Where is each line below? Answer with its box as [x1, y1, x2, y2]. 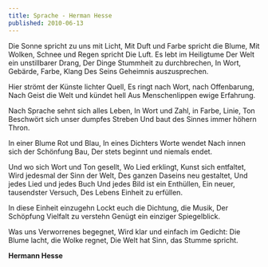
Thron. [8, 123, 30, 132]
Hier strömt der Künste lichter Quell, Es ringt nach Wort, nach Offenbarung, [8, 81, 255, 92]
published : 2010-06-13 [8, 19, 84, 27]
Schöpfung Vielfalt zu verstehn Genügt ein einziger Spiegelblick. [8, 211, 221, 221]
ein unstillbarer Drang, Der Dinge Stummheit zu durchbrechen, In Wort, [8, 57, 242, 68]
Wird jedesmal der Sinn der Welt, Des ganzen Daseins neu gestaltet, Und [8, 171, 249, 180]
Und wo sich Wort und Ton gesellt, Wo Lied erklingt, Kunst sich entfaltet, [8, 162, 246, 171]
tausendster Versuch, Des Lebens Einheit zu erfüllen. [8, 187, 183, 197]
